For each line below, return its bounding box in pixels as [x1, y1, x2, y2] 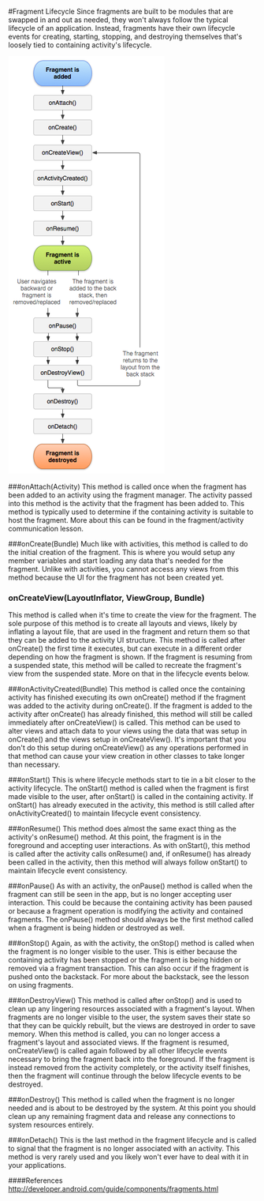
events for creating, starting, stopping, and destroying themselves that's [8, 32, 243, 41]
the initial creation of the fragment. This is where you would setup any [8, 548, 236, 557]
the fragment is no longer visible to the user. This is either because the [8, 947, 238, 956]
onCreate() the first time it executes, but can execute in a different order [8, 644, 242, 654]
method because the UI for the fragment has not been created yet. [8, 572, 225, 582]
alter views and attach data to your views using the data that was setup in [8, 726, 247, 736]
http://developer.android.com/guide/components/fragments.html [8, 1184, 219, 1194]
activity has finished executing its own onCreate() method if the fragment [8, 692, 246, 702]
